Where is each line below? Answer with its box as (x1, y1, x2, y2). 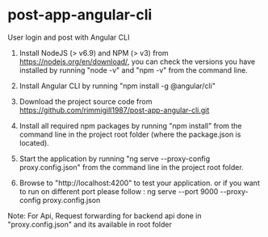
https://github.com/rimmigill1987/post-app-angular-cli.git (19, 105, 210, 115)
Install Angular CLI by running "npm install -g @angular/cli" (19, 81, 216, 91)
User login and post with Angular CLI (7, 32, 130, 42)
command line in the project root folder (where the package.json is (19, 129, 241, 139)
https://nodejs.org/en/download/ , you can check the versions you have (19, 57, 256, 66)
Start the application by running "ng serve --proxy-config (19, 154, 211, 163)
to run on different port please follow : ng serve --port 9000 (19, 186, 219, 196)
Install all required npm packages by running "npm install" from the (19, 121, 242, 130)
